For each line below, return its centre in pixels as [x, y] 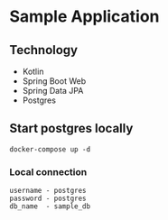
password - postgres [48, 199]
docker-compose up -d [50, 149]
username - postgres [48, 191]
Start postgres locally [71, 128]
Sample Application [84, 17]
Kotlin [33, 71]
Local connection [48, 171]
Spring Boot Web [54, 81]
